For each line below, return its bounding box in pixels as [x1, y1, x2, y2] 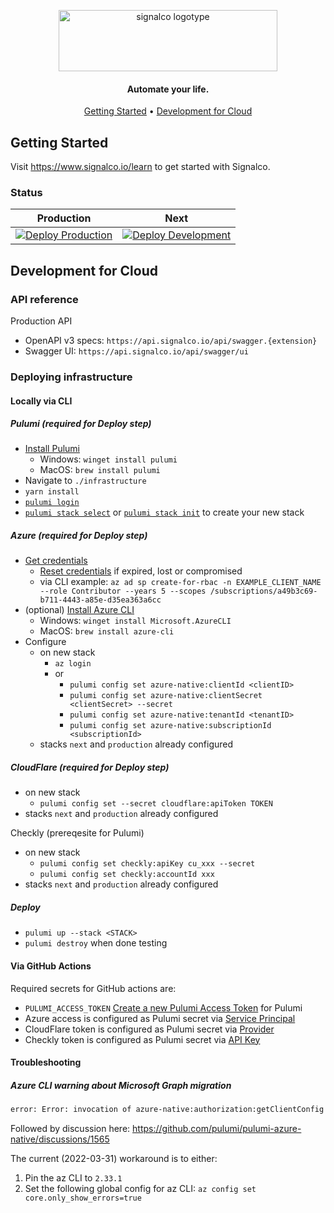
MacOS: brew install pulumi [39, 464, 161, 476]
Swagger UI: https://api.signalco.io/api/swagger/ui [24, 345, 249, 357]
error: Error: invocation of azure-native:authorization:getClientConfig [10, 1105, 325, 1115]
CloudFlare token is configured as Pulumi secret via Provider [24, 1023, 275, 1035]
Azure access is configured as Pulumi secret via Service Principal [24, 1012, 296, 1024]
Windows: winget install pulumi [39, 453, 178, 465]
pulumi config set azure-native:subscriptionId [69, 721, 272, 731]
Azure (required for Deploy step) [10, 530, 148, 542]
